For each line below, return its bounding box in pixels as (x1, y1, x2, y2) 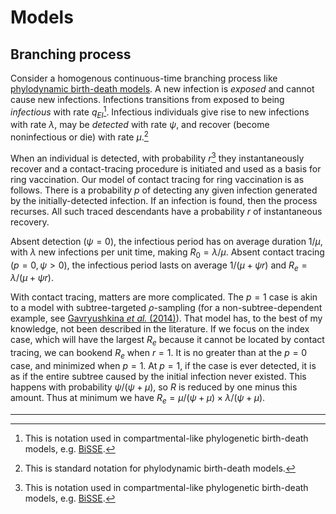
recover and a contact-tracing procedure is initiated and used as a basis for (10, 162, 322, 175)
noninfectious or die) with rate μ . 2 (10, 129, 149, 143)
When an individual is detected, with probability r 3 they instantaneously (10, 151, 305, 164)
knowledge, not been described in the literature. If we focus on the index (10, 323, 310, 335)
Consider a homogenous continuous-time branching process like (10, 72, 278, 84)
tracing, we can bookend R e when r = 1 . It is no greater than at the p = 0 (10, 347, 308, 361)
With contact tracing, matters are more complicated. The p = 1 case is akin (10, 291, 318, 303)
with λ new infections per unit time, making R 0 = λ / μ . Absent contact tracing (10, 246, 325, 260)
